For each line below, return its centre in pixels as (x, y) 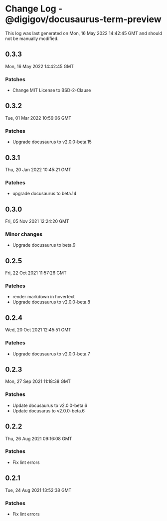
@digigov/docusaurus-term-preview (83, 19)
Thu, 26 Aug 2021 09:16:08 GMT (39, 438)
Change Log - (34, 9)
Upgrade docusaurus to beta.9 (44, 245)
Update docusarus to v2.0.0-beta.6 (49, 410)
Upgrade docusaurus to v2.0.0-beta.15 (52, 142)
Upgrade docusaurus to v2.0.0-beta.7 (51, 354)
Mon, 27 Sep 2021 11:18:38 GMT (38, 381)
